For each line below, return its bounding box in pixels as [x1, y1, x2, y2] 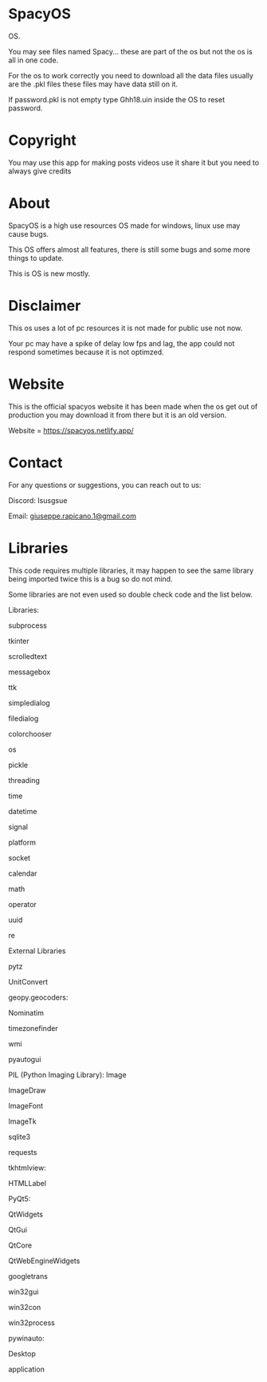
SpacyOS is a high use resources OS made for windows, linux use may [8, 221, 241, 230]
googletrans [8, 1271, 48, 1280]
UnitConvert [8, 977, 49, 986]
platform [8, 837, 36, 847]
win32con [8, 1302, 41, 1312]
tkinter [8, 636, 29, 645]
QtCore [8, 1240, 33, 1250]
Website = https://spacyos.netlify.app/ [8, 425, 134, 435]
